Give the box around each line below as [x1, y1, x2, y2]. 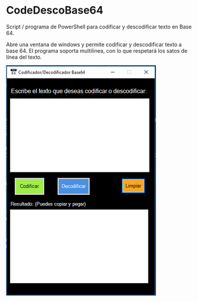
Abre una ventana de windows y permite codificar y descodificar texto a [6, 41, 182, 48]
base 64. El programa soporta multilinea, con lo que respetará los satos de [6, 47, 188, 54]
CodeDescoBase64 [6, 4, 103, 17]
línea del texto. [6, 53, 43, 60]
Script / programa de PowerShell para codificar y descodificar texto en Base [6, 23, 192, 30]
